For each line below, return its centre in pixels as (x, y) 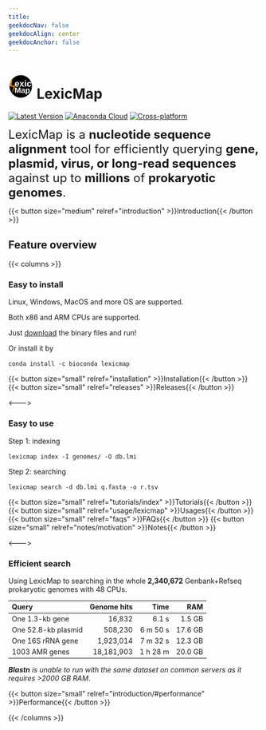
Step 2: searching (37, 471)
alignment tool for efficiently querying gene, (133, 149)
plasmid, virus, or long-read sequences (122, 164)
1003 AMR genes (41, 652)
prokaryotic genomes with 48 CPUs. (68, 589)
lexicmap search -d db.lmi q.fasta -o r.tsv (83, 487)
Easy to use (31, 423)
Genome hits (111, 607)
